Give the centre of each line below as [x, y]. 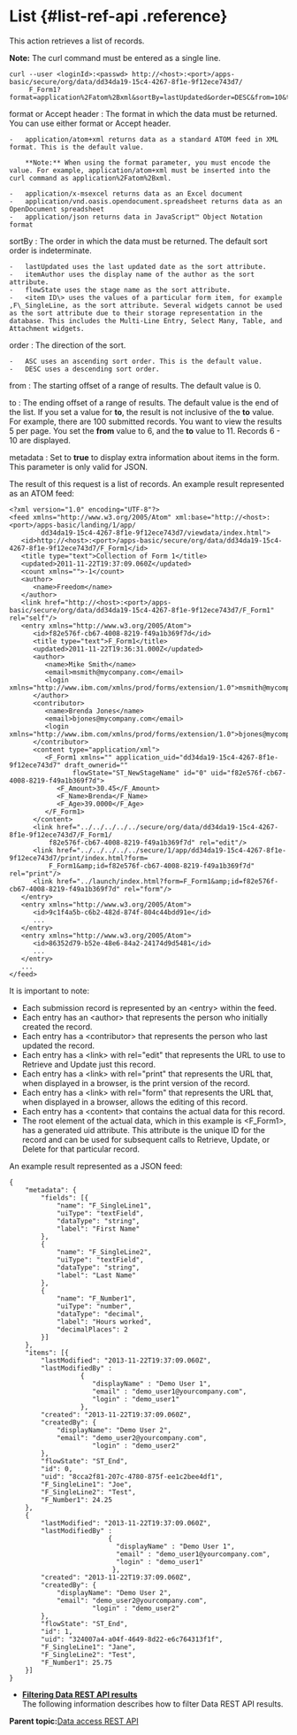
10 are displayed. [40, 440]
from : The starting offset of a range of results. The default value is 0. [135, 385]
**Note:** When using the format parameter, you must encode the [148, 162]
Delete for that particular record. [80, 1149]
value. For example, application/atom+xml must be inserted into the [140, 170]
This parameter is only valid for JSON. [79, 467]
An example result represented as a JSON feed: [96, 1166]
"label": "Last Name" [96, 1275]
